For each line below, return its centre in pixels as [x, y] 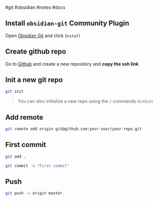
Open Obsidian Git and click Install [43, 36]
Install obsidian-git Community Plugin [67, 23]
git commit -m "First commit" [37, 166]
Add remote [24, 117]
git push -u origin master [34, 193]
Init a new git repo [34, 80]
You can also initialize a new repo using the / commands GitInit [85, 101]
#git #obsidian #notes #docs [35, 7]
